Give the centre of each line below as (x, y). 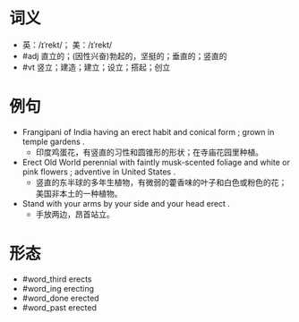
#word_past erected (59, 307)
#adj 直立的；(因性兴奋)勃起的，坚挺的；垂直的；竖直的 (124, 55)
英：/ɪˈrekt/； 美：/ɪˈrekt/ (67, 45)
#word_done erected (61, 298)
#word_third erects (57, 279)
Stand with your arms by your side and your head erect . (126, 203)
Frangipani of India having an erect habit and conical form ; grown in (148, 131)
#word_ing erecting (58, 288)
